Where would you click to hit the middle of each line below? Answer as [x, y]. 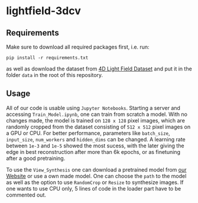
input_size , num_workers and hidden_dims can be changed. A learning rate [96, 139]
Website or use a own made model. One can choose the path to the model [96, 176]
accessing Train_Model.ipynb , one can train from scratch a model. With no [97, 114]
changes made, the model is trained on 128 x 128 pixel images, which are [95, 120]
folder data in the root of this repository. [55, 75]
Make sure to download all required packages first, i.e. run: [78, 47]
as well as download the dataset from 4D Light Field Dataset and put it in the [99, 69]
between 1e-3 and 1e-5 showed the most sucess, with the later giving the [95, 146]
